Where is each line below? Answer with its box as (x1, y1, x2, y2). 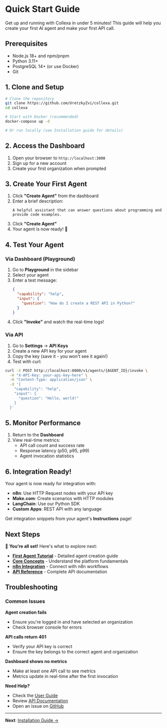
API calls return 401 (5, 634, 47, 640)
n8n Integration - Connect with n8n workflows (12, 563, 108, 569)
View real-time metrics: (12, 437, 61, 443)
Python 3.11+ (12, 58, 39, 64)
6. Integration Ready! (5, 467, 72, 476)
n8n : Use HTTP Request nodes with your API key (12, 490, 113, 496)
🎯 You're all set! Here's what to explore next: (5, 543, 97, 549)
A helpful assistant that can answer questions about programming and (12, 208, 162, 213)
